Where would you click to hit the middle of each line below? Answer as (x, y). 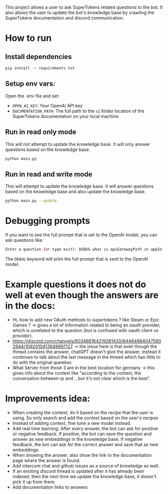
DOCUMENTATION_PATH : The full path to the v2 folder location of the (78, 111)
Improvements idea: (48, 399)
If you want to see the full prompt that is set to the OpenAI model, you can (81, 235)
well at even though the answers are (82, 295)
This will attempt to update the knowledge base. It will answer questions (79, 186)
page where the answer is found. (46, 460)
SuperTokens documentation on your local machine (65, 116)
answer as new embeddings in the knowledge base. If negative (77, 439)
